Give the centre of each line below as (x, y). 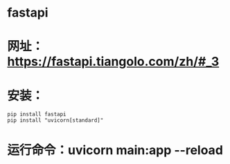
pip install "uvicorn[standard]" (55, 120)
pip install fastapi (37, 115)
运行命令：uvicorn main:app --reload (115, 150)
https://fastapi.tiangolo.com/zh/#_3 (113, 62)
